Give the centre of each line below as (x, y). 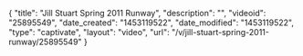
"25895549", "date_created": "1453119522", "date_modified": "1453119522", (151, 23)
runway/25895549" (46, 42)
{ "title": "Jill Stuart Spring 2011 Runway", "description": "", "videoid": (137, 13)
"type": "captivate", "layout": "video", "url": (89, 32)
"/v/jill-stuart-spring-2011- (220, 32)
